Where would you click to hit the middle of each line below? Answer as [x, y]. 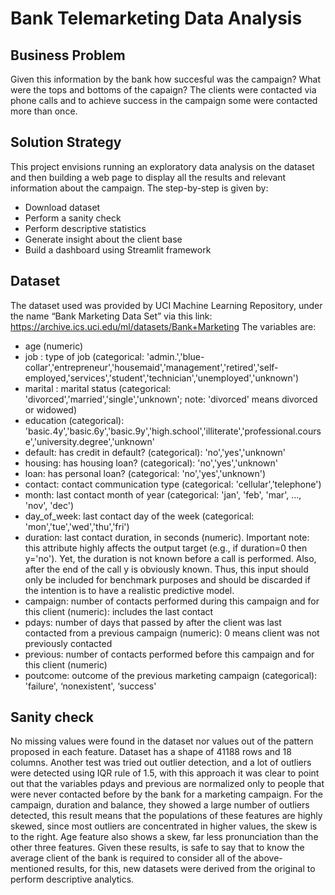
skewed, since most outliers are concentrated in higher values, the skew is [164, 826]
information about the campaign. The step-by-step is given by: [139, 188]
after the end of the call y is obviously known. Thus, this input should [166, 569]
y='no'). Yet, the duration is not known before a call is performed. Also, [170, 558]
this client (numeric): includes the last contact [119, 611]
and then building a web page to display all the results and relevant [148, 177]
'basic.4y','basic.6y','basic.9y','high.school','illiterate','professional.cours [173, 431]
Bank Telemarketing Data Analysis [156, 18]
